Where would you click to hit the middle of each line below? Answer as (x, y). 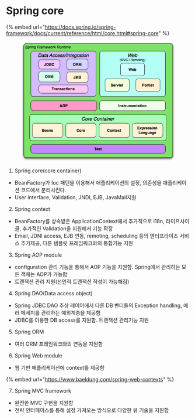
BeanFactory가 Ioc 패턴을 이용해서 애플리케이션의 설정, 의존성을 (88, 183)
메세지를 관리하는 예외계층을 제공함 (61, 313)
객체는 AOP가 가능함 (44, 274)
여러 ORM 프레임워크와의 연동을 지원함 (59, 344)
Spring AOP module (38, 255)
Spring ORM (29, 332)
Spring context (32, 209)
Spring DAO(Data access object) (53, 294)
